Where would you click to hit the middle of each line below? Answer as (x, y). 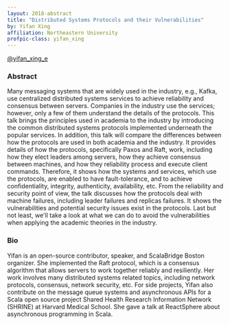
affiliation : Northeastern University (62, 33)
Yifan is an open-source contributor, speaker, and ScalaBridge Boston (106, 256)
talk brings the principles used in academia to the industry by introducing (111, 120)
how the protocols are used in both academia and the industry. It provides (112, 142)
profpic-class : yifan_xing (46, 39)
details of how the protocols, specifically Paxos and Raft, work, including (110, 150)
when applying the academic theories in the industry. (82, 223)
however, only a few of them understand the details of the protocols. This (111, 113)
